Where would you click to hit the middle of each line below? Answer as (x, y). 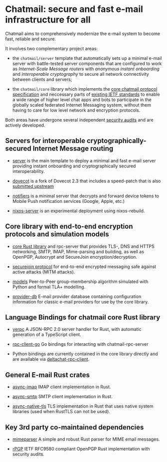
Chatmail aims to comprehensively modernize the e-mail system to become (83, 33)
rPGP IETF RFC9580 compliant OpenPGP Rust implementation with (81, 449)
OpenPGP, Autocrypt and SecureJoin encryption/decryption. (75, 257)
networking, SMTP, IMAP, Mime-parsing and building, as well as (78, 251)
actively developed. (25, 125)
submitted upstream (33, 186)
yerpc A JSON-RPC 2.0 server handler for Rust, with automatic (77, 329)
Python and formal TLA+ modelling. (49, 287)
